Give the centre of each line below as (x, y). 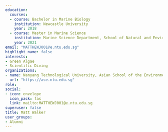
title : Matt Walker (25, 113)
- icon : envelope (23, 94)
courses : (19, 15)
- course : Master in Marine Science (48, 33)
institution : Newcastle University (51, 24)
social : (13, 89)
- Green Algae (20, 61)
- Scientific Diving (27, 66)
